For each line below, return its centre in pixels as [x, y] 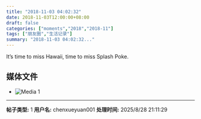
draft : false [22, 23]
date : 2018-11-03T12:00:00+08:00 [48, 17]
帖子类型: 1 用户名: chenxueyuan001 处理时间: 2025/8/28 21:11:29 [87, 109]
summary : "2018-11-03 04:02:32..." [51, 39]
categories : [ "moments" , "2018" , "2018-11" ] [60, 28]
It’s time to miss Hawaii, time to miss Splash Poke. [67, 57]
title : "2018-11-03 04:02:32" [44, 12]
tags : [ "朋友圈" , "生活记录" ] [39, 34]
